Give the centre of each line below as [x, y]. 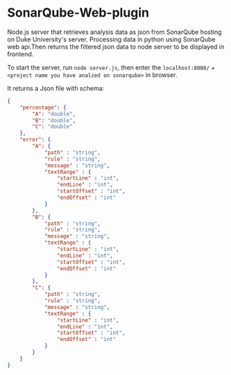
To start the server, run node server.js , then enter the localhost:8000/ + [111, 67]
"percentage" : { [43, 107]
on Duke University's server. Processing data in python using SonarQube [111, 39]
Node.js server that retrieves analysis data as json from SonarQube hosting [114, 32]
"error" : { [35, 140]
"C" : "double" [52, 127]
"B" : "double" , [54, 120]
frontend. [20, 54]
